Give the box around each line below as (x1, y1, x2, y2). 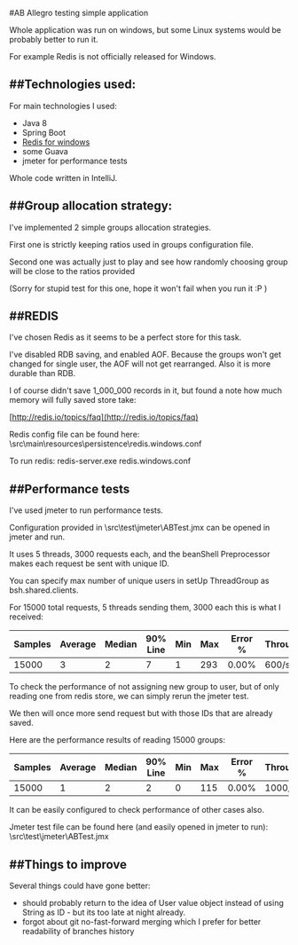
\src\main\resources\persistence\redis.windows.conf (9, 438, 202, 449)
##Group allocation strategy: (9, 199, 173, 214)
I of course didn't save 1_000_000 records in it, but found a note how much (9, 385, 282, 396)
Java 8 (21, 117, 47, 128)
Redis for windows (21, 137, 90, 147)
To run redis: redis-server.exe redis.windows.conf (9, 456, 192, 467)
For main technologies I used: (9, 100, 117, 111)
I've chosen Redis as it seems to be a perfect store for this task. (9, 332, 242, 343)
